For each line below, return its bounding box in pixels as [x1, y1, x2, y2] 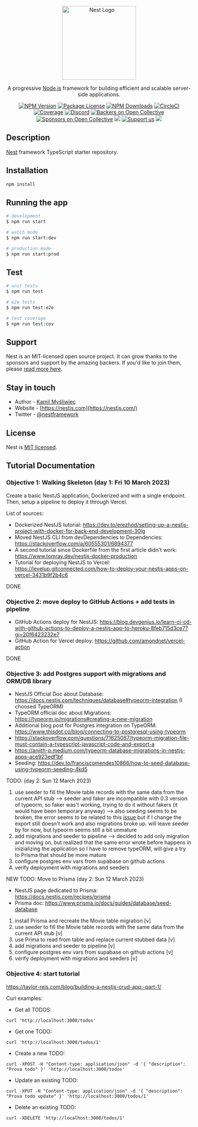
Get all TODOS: [14, 1006, 52, 1013]
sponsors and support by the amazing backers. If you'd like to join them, [6, 359, 181, 366]
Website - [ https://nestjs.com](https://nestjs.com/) [14, 405, 137, 412]
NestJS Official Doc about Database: [14, 690, 104, 697]
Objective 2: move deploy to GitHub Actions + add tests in [6, 597, 175, 606]
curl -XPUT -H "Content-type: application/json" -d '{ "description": [6, 1088, 183, 1094]
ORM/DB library [6, 677, 52, 685]
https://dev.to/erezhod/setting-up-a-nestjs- [82, 521, 189, 528]
